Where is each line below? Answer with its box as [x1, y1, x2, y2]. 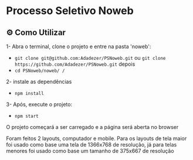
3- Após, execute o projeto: [6, 101, 72, 108]
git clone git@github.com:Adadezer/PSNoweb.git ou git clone [14, 55, 166, 61]
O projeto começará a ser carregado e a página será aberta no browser [6, 124, 179, 130]
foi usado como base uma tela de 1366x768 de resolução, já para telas [6, 141, 177, 148]
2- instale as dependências [6, 78, 72, 85]
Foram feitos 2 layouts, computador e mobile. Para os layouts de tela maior [6, 135, 187, 142]
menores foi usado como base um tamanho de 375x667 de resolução [6, 148, 174, 154]
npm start [14, 113, 39, 119]
